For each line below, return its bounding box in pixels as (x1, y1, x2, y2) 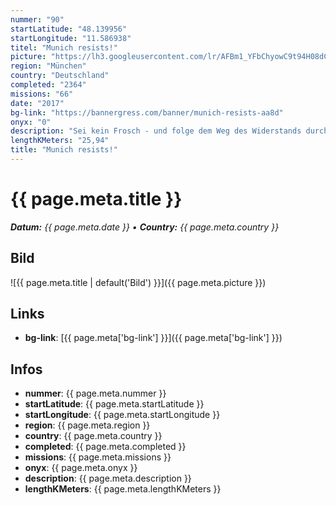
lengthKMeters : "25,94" (10, 136, 110, 146)
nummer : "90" (10, 14, 65, 25)
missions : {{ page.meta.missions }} (24, 451, 172, 463)
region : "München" (10, 61, 87, 71)
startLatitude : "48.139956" (10, 24, 128, 34)
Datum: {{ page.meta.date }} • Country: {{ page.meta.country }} (10, 221, 280, 233)
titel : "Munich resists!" (10, 42, 118, 53)
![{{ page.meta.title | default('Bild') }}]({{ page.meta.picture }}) (10, 276, 267, 288)
